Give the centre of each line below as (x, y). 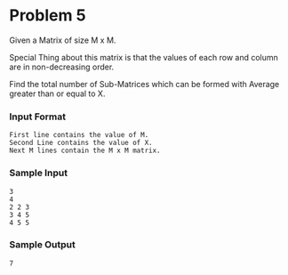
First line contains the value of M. (79, 135)
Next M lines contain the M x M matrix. (85, 151)
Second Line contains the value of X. (81, 143)
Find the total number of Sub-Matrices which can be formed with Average (144, 84)
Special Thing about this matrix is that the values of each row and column (144, 57)
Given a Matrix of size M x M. (63, 40)
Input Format (38, 117)
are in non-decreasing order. (62, 67)
